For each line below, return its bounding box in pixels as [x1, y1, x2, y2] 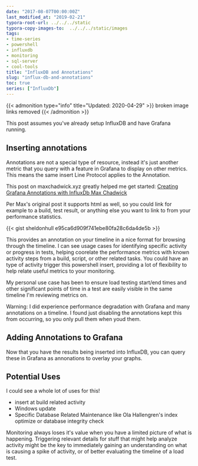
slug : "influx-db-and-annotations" [6, 75, 94, 80]
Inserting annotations [6, 143, 87, 153]
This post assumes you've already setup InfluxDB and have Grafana [6, 119, 171, 127]
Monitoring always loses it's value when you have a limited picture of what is [6, 429, 192, 436]
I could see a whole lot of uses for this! [6, 387, 100, 394]
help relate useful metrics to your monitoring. [6, 267, 116, 274]
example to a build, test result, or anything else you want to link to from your [6, 206, 191, 213]
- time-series [6, 36, 41, 42]
